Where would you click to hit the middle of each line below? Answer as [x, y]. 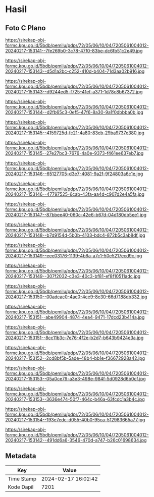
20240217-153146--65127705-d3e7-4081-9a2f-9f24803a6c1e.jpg [74, 174]
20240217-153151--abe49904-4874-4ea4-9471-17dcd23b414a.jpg [75, 317]
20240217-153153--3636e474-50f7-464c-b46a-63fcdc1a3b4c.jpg [75, 399]
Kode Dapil [21, 487]
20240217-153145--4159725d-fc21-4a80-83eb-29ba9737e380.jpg [75, 133]
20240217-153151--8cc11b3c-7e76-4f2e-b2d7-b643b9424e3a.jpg [74, 338]
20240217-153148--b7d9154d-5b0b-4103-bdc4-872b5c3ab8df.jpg [75, 235]
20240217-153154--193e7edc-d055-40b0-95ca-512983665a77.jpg [75, 420]
